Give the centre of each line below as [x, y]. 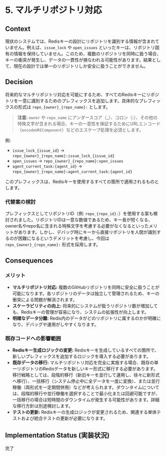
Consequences [29, 260]
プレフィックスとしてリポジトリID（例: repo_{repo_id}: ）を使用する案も [79, 214]
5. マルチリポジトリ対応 [54, 10]
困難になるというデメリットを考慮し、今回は [64, 238]
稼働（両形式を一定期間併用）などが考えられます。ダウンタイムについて [86, 388]
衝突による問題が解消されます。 [45, 299]
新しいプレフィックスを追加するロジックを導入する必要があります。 [82, 356]
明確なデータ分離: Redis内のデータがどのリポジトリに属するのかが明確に [86, 318]
